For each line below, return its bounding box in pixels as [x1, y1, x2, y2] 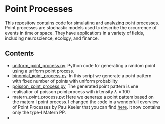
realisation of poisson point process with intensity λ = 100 [12, 88, 130, 94]
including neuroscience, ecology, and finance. [5, 35, 99, 41]
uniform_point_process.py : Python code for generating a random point [12, 62, 156, 68]
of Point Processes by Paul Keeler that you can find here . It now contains [12, 104, 161, 110]
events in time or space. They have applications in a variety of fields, [5, 30, 145, 36]
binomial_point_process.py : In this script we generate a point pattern [12, 73, 152, 79]
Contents [5, 50, 34, 58]
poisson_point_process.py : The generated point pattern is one [12, 83, 139, 89]
